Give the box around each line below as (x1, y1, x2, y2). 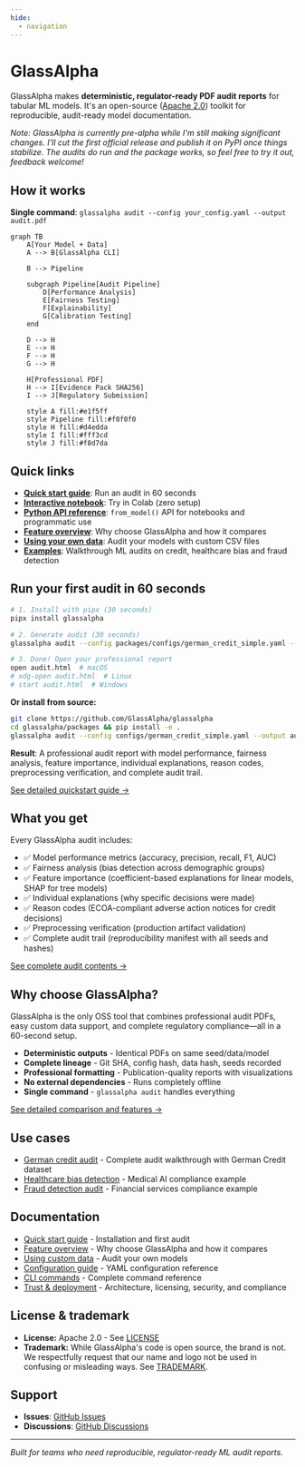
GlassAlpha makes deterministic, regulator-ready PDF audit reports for (10, 91, 280, 102)
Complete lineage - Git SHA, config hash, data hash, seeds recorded (23, 1058, 281, 1069)
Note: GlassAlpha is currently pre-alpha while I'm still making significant (10, 128, 281, 139)
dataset (23, 1163, 52, 1175)
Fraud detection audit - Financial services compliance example (23, 1183, 258, 1194)
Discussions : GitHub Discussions (23, 1421, 149, 1432)
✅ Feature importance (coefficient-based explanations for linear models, (23, 873, 294, 884)
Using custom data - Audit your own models (23, 1253, 188, 1264)
